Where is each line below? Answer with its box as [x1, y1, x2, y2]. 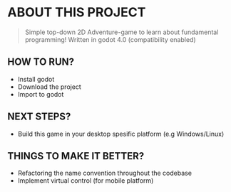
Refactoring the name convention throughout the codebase [17, 169, 192, 178]
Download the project [17, 82, 82, 91]
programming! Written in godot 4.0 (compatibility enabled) [24, 35, 196, 43]
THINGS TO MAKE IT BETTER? [7, 150, 145, 162]
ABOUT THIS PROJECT [7, 4, 146, 21]
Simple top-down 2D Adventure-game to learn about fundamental [24, 28, 219, 36]
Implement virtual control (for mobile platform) [17, 176, 154, 185]
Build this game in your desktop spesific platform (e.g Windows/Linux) [17, 129, 225, 138]
